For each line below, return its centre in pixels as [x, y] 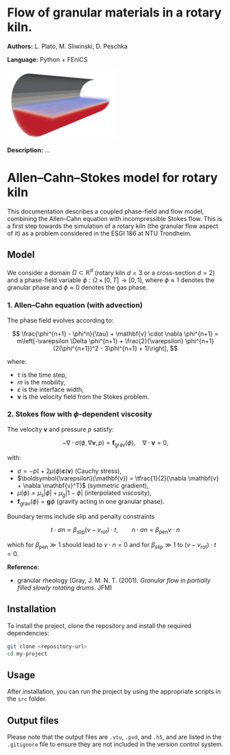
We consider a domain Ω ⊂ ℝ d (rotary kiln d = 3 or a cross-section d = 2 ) [111, 272]
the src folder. [27, 699]
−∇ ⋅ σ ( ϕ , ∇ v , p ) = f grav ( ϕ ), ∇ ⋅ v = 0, [115, 443]
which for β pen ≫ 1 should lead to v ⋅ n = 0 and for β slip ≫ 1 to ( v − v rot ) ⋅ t [112, 546]
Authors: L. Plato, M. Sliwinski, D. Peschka [68, 46]
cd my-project [27, 653]
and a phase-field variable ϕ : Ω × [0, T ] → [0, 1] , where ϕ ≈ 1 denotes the [111, 280]
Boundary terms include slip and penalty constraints [81, 517]
